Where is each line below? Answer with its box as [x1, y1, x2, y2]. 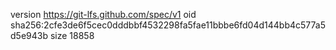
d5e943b [10, 30, 48, 41]
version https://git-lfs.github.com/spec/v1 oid [10, 9, 197, 20]
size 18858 [49, 30, 95, 41]
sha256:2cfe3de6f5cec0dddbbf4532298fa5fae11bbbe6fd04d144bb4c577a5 [10, 19, 326, 31]
